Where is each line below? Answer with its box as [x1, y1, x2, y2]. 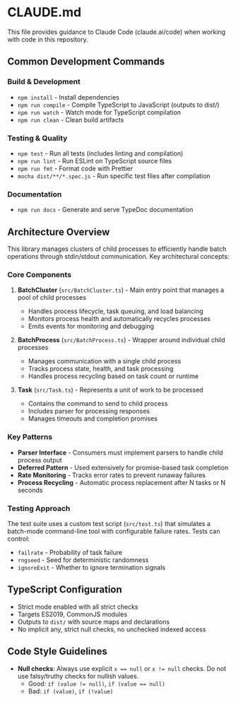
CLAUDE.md [7, 4, 82, 21]
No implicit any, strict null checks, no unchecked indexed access [17, 625, 206, 633]
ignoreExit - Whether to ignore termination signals [17, 563, 166, 571]
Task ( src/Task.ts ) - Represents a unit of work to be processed [17, 386, 203, 394]
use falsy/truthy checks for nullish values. [17, 672, 139, 680]
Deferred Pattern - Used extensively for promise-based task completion [17, 463, 229, 472]
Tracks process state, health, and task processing [28, 365, 174, 373]
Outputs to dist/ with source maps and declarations [17, 617, 170, 626]
